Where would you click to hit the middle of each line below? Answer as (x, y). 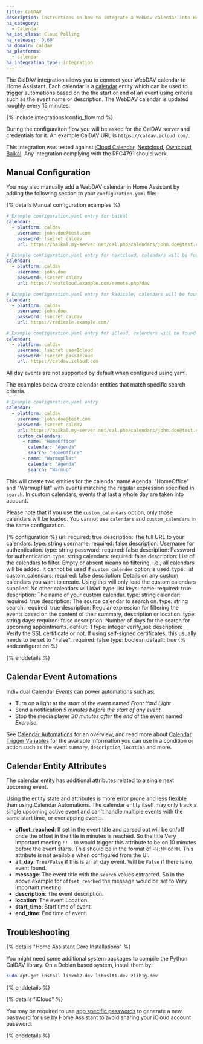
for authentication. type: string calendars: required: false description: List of (101, 556)
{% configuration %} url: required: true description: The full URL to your (95, 537)
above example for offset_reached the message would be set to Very (101, 881)
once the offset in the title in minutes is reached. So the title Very (95, 836)
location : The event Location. (52, 900)
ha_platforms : (24, 51)
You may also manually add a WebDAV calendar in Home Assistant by (93, 187)
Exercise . (26, 722)
